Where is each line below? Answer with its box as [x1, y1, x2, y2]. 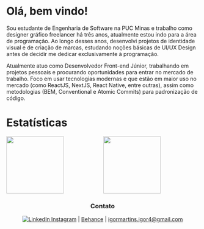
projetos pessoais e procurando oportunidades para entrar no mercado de [6, 68, 194, 76]
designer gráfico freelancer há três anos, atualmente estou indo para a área [6, 30, 197, 38]
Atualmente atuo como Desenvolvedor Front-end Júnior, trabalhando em [6, 62, 189, 69]
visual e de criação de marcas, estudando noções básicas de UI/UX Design [6, 44, 197, 51]
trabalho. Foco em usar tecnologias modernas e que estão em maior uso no [6, 75, 197, 82]
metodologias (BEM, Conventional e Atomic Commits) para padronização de [6, 88, 198, 95]
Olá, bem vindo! [6, 4, 89, 18]
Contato [90, 202, 115, 210]
